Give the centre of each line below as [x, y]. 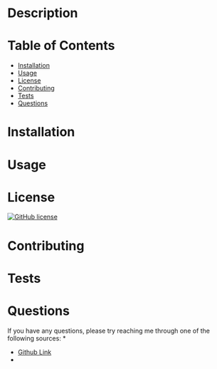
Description [43, 13]
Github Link [35, 352]
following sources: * [37, 338]
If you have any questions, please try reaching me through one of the [109, 331]
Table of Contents [61, 46]
